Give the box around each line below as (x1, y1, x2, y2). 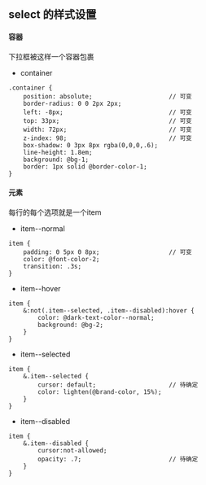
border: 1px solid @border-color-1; (23, 162, 148, 171)
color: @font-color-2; (23, 255, 100, 263)
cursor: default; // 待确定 (37, 381, 199, 389)
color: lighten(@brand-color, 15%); (37, 387, 162, 396)
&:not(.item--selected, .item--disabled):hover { (23, 306, 195, 315)
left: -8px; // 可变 (23, 108, 193, 116)
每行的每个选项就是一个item (8, 207, 102, 217)
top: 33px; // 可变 (23, 116, 193, 125)
